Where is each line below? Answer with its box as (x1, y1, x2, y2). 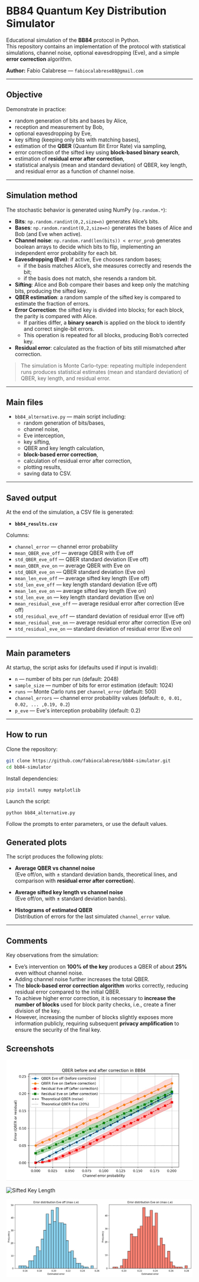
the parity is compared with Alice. (14, 312, 97, 319)
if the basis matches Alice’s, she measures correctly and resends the (23, 262, 192, 269)
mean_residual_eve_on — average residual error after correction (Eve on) (14, 619, 191, 626)
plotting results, (23, 464, 62, 471)
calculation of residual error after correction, (23, 457, 132, 464)
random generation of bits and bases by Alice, (14, 117, 128, 124)
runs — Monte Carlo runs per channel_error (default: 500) (14, 688, 157, 695)
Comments (6, 935, 48, 946)
